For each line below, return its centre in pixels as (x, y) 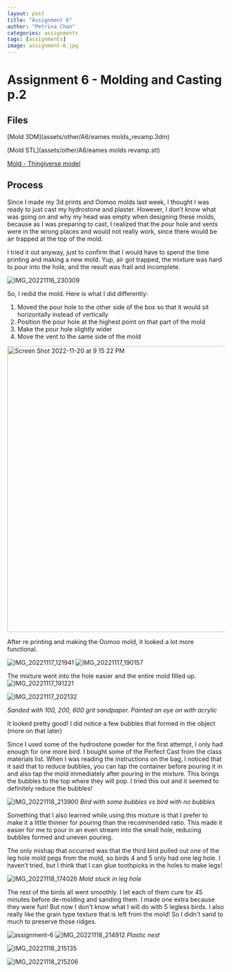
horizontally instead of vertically (63, 314)
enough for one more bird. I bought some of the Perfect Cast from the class (115, 751)
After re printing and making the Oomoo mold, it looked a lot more (101, 641)
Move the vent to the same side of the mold (79, 336)
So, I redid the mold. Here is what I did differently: (78, 293)
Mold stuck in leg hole (110, 879)
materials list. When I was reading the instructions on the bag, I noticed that (115, 759)
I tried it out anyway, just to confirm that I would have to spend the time (108, 252)
